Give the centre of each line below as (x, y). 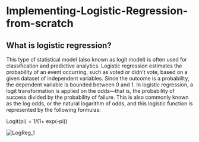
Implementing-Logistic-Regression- (97, 11)
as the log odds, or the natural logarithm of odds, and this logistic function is (99, 104)
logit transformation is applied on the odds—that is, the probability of (91, 91)
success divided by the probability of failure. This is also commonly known (97, 97)
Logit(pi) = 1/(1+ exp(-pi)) (37, 121)
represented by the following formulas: (53, 110)
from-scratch (40, 23)
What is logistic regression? (59, 45)
